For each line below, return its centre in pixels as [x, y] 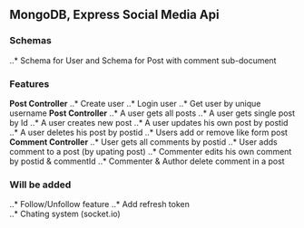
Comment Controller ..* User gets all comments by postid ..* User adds [144, 142]
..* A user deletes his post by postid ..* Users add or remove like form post [149, 132]
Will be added [40, 185]
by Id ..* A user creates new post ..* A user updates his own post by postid [149, 122]
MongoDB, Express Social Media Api [114, 15]
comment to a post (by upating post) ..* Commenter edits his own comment [151, 151]
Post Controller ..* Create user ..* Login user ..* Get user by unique [135, 103]
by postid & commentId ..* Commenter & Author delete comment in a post [147, 161]
